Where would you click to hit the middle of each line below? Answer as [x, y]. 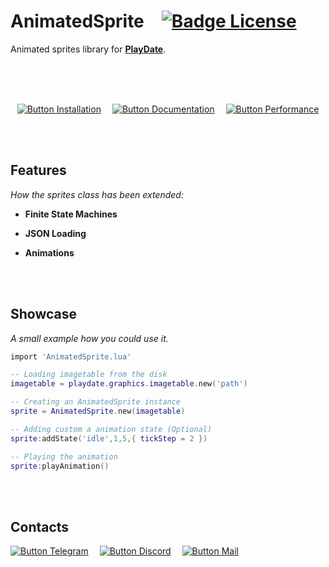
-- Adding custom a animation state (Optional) [111, 429]
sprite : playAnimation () [60, 466]
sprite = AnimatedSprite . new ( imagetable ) [98, 411]
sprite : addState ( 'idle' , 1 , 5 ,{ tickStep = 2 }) [109, 438]
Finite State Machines [71, 214]
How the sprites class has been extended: [97, 194]
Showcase [44, 314]
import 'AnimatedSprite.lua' [71, 356]
